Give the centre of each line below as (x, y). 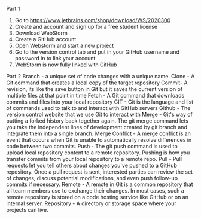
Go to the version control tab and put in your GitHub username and (97, 52)
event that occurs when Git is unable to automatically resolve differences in (99, 140)
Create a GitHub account (45, 39)
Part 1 (13, 9)
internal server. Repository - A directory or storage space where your (91, 203)
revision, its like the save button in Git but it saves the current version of (95, 89)
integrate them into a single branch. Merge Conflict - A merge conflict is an (99, 133)
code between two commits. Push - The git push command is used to (92, 146)
